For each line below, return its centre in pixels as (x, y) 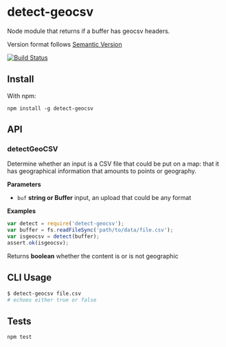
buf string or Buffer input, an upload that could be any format (104, 198)
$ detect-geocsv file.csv (44, 293)
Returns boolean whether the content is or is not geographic (93, 256)
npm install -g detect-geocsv (50, 108)
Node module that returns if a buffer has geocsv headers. (89, 31)
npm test (20, 337)
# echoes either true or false (52, 300)
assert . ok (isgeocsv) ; (38, 243)
